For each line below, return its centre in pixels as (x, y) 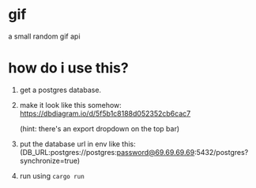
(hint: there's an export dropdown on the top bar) (100, 128)
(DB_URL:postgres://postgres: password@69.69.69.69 (107, 152)
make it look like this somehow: (71, 105)
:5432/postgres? (221, 152)
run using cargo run (52, 175)
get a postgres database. (60, 90)
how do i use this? (68, 68)
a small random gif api (44, 36)
